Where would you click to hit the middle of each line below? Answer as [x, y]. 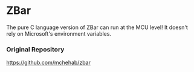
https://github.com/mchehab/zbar [48, 63]
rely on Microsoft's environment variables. [59, 33]
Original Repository [35, 49]
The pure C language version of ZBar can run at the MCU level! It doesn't [97, 27]
